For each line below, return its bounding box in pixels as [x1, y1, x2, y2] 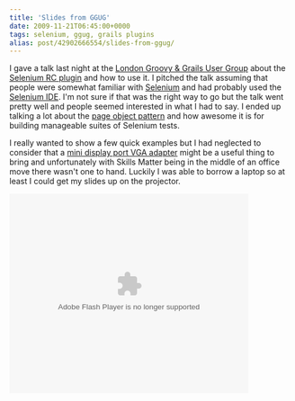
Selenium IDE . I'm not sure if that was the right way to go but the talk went [9, 92, 284, 102]
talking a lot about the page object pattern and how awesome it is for [9, 111, 265, 121]
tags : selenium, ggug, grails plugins [9, 30, 155, 39]
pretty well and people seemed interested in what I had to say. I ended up [9, 101, 282, 112]
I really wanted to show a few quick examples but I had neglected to [9, 138, 262, 148]
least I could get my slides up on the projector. [9, 176, 182, 187]
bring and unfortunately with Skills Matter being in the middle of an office [9, 156, 281, 167]
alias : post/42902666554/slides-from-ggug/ [9, 38, 175, 48]
